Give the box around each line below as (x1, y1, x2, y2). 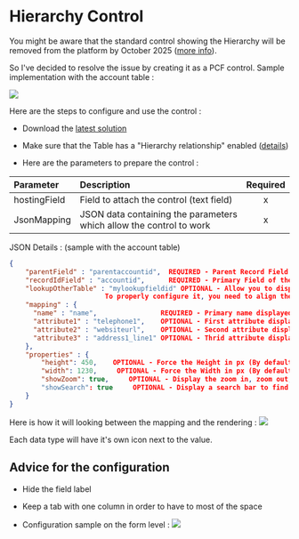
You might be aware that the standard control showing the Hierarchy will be (9, 36, 287, 46)
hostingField (13, 193, 66, 205)
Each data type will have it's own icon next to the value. (9, 434, 214, 445)
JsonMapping (13, 213, 71, 226)
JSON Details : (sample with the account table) (9, 242, 181, 253)
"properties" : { (25, 350, 90, 359)
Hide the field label (21, 483, 92, 495)
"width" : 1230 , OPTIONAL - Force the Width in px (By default (41, 366, 293, 375)
